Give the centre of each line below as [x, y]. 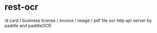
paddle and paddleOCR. [29, 25]
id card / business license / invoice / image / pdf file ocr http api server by [78, 20]
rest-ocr [22, 7]
